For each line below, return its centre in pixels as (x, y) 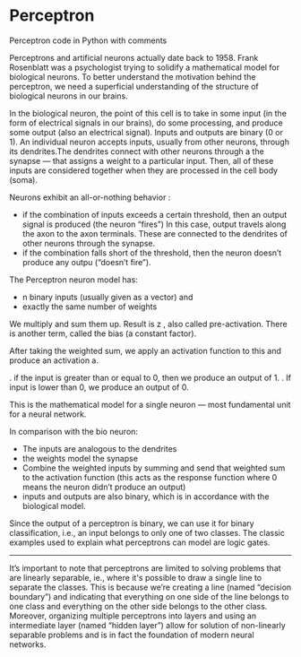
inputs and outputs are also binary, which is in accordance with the (146, 496)
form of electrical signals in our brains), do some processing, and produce (146, 123)
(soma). (24, 179)
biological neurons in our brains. (69, 96)
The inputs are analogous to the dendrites (99, 448)
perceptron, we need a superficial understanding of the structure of (134, 86)
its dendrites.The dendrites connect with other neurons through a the (137, 151)
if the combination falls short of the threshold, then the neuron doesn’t (152, 253)
